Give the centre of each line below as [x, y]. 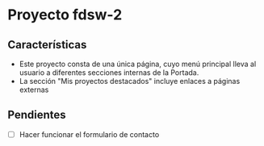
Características [47, 45]
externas [34, 90]
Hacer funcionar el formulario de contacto [89, 134]
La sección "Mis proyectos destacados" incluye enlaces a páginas [130, 81]
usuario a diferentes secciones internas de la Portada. [109, 73]
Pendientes [37, 115]
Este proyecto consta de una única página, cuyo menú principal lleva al [138, 64]
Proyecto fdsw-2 [65, 15]
